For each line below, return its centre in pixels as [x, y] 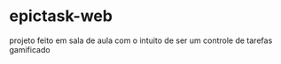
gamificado [30, 49]
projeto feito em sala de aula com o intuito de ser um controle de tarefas [141, 40]
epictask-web [61, 16]
